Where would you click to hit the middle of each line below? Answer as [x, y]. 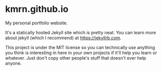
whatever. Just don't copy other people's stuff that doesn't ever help [76, 58]
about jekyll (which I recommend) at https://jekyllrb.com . [63, 38]
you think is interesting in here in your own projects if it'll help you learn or [81, 53]
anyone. [13, 63]
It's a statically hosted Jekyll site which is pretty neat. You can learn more [81, 32]
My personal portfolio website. [37, 23]
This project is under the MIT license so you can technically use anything [80, 47]
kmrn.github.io [37, 9]
